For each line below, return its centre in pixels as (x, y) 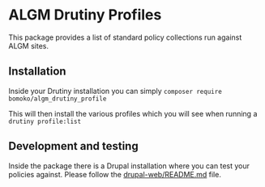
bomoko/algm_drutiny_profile (58, 99)
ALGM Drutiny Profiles (85, 15)
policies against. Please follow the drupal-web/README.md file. (115, 174)
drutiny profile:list (45, 121)
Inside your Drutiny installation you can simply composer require (115, 91)
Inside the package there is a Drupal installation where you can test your (129, 166)
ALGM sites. (29, 45)
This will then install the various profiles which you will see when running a (133, 113)
